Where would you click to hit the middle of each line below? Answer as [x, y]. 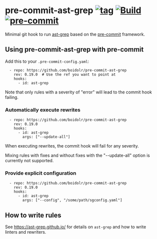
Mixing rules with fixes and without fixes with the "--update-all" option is [78, 155]
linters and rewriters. [26, 232]
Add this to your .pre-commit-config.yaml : [47, 61]
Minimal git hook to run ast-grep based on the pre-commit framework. [75, 34]
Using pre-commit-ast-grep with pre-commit [74, 49]
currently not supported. [30, 161]
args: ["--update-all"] [46, 137]
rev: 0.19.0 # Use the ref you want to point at [65, 74]
